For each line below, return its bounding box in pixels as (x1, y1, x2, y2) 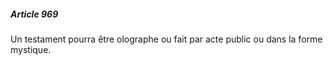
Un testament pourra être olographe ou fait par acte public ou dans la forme (10, 33, 323, 45)
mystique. (10, 43, 52, 55)
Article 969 (10, 8, 59, 20)
